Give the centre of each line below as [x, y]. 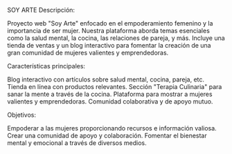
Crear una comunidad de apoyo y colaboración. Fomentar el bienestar [107, 135]
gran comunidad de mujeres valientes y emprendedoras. [88, 52]
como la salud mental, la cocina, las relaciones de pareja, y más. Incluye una [116, 38]
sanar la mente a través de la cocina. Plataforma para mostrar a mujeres [110, 94]
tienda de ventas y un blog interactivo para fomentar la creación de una [109, 45]
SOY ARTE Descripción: [41, 10]
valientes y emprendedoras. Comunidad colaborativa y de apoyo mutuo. [110, 102]
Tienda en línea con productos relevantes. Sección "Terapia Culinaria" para [115, 87]
